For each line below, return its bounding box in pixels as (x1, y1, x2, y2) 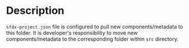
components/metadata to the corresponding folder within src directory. (6, 35, 179, 42)
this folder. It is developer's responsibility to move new (6, 29, 138, 36)
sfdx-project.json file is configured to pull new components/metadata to (6, 23, 184, 30)
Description (6, 4, 65, 17)
